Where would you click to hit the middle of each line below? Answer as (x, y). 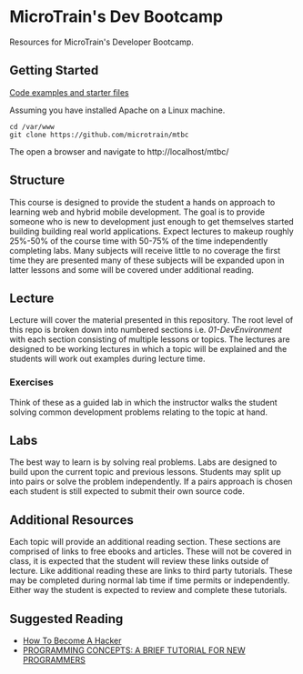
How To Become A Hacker (72, 641)
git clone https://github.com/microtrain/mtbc (99, 135)
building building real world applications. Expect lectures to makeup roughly (151, 231)
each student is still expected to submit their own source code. (127, 491)
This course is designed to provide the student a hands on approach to (142, 202)
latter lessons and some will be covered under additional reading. (132, 269)
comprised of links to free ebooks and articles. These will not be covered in (151, 551)
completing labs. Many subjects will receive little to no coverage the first (145, 250)
